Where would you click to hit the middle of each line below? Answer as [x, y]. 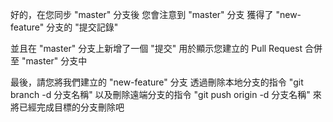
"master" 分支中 [54, 61]
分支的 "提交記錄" [82, 27]
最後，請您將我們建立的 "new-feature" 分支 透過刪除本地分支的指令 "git [157, 82]
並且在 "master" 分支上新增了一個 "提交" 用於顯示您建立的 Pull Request [156, 48]
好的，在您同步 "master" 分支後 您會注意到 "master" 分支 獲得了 [142, 14]
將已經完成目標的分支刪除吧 [67, 107]
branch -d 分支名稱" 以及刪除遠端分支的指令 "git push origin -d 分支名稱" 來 [166, 94]
